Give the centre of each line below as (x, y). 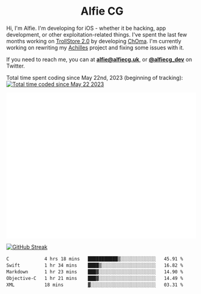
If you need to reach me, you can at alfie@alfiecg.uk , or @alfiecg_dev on (99, 59)
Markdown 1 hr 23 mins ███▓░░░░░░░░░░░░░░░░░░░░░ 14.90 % (95, 272)
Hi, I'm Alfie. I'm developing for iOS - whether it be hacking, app (86, 28)
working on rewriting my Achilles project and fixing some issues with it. (95, 48)
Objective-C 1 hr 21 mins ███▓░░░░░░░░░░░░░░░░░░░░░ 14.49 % (95, 278)
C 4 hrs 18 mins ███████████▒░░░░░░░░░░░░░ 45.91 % (95, 259)
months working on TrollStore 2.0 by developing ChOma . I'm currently (94, 41)
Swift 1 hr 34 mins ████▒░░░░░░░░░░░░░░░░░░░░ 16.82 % (95, 266)
